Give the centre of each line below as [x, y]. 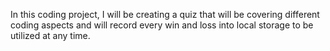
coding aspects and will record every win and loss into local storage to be [162, 25]
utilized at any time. [50, 35]
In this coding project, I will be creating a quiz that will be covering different [165, 14]
